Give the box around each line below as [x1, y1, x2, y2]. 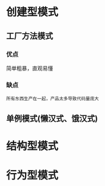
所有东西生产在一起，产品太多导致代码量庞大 [6, 96, 99, 102]
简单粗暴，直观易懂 [6, 65, 53, 72]
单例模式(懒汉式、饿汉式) [6, 113, 98, 123]
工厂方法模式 [6, 31, 53, 41]
